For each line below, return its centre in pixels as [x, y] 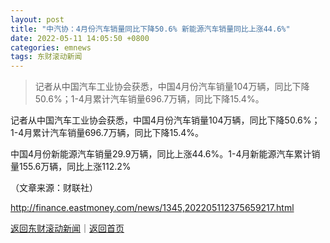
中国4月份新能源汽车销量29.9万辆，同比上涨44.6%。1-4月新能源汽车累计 [161, 154]
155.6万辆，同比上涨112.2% [75, 167]
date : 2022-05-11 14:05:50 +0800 [80, 38]
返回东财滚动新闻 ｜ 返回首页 [67, 228]
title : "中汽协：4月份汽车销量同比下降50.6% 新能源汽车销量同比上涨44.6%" [150, 29]
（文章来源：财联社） [54, 188]
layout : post [37, 19]
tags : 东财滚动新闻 [46, 57]
